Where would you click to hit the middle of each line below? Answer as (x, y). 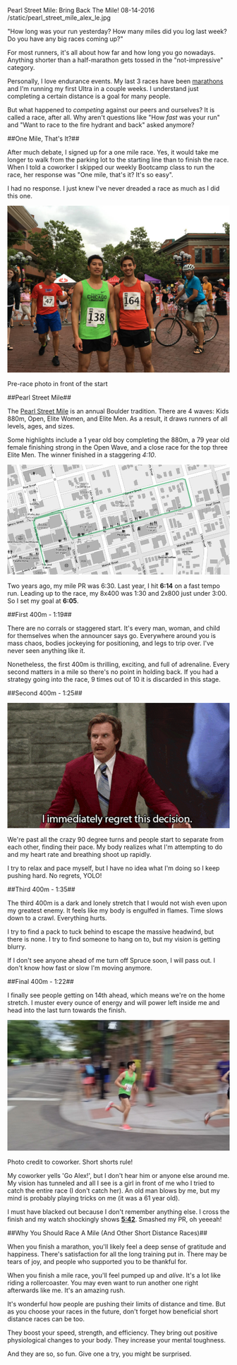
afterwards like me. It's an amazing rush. (66, 1290)
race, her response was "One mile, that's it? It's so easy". (91, 175)
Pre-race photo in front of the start (57, 384)
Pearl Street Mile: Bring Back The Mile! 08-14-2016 (81, 10)
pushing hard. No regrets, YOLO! (55, 875)
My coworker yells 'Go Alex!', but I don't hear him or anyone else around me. (119, 1175)
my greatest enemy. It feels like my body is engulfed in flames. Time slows (115, 910)
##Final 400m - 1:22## (41, 981)
